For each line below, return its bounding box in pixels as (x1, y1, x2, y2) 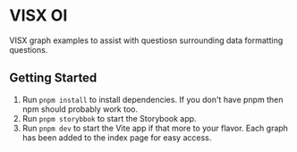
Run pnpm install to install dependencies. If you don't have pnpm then (21, 94, 284, 105)
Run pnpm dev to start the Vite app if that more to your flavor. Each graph (21, 122, 289, 133)
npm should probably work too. (21, 104, 139, 114)
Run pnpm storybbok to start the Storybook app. (21, 113, 197, 123)
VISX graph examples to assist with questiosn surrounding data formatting (9, 35, 284, 46)
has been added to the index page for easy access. (21, 131, 212, 143)
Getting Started (9, 71, 98, 86)
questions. (9, 44, 48, 55)
